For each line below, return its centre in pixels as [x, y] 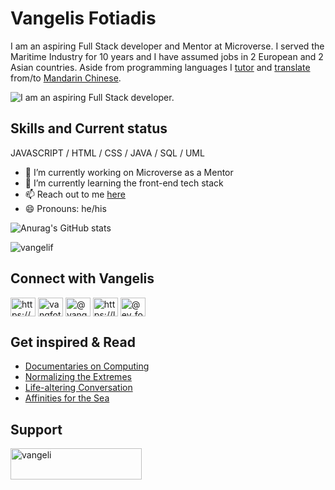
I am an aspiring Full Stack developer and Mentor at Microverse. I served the [167, 46]
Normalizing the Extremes [78, 377]
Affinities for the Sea [67, 398]
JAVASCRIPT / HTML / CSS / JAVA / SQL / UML [107, 153]
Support [36, 429]
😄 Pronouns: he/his [65, 208]
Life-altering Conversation [78, 388]
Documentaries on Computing [87, 366]
